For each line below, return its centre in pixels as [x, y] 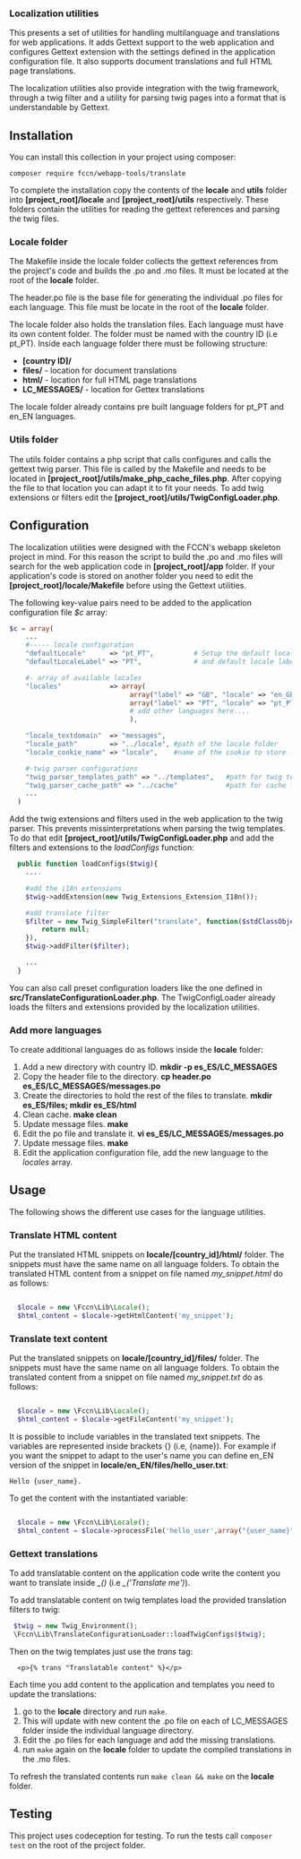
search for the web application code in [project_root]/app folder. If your [142, 566]
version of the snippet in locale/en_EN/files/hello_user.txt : [119, 1465]
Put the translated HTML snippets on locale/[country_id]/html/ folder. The [147, 1255]
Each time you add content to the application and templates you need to [142, 1684]
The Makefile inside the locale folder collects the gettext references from [144, 262]
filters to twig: [35, 1610]
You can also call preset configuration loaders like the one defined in [136, 987]
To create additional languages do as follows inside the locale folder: [137, 1050]
